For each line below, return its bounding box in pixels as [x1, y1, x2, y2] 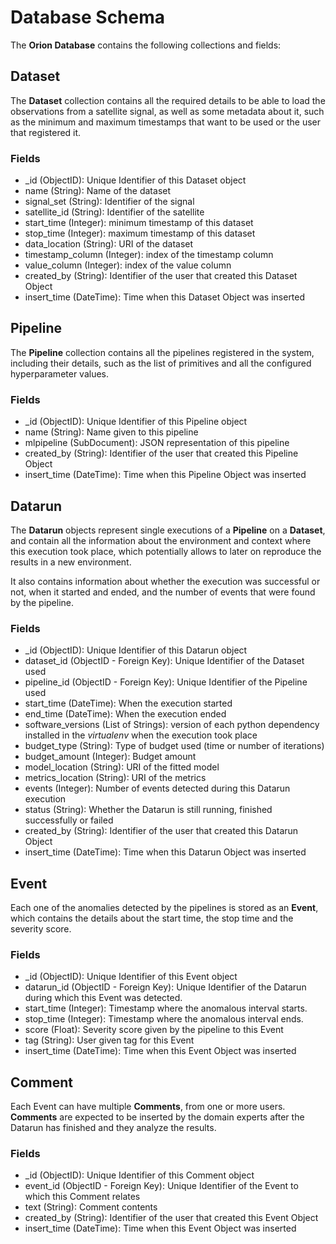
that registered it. [10, 126, 82, 138]
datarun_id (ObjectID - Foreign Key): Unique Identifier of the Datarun [24, 981, 307, 993]
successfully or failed [24, 814, 114, 826]
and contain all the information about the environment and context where [10, 534, 312, 546]
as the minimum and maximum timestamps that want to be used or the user [10, 116, 322, 128]
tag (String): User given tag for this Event [24, 1034, 195, 1046]
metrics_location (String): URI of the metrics [24, 772, 207, 784]
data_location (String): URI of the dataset [24, 238, 194, 250]
